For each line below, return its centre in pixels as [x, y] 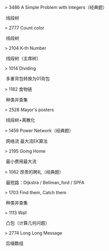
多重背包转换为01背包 [28, 78]
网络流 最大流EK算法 [27, 141]
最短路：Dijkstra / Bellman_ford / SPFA [45, 183]
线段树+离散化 [20, 120]
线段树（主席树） [23, 58]
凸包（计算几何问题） [28, 223]
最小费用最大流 [21, 161]
